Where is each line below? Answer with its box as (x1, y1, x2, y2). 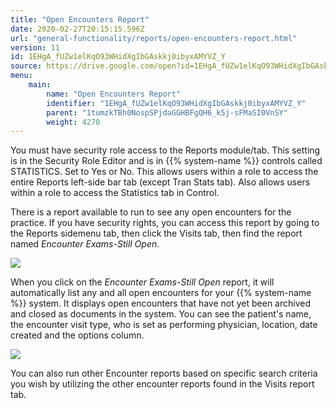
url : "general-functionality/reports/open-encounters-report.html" (10, 33, 298, 43)
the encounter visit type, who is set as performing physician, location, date (10, 319, 318, 331)
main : (28, 80, 52, 90)
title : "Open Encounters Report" (10, 14, 150, 25)
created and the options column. (10, 329, 145, 341)
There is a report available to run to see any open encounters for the (10, 206, 292, 218)
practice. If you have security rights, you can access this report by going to (10, 217, 320, 229)
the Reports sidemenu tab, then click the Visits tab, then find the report (10, 227, 303, 240)
